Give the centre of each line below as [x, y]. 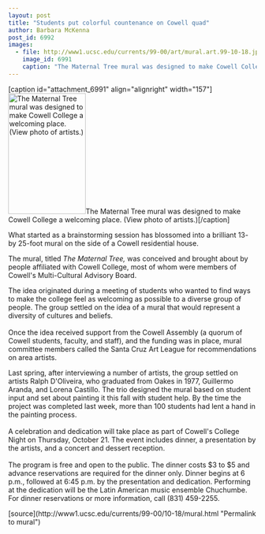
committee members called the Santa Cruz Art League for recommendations [132, 349]
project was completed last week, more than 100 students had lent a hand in [132, 406]
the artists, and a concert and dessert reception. [87, 448]
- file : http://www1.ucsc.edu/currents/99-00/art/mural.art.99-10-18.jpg [139, 52]
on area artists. [33, 357]
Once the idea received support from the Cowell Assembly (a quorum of [125, 332]
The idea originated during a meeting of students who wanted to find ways [129, 290]
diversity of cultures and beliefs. [60, 315]
